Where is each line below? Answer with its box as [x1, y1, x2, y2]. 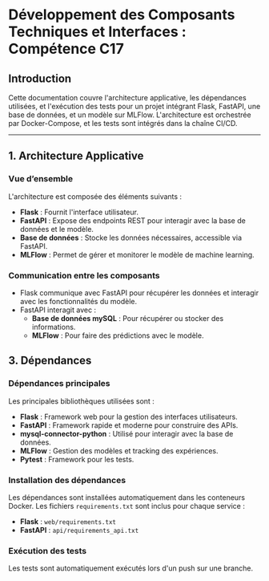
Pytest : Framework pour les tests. [19, 454, 134, 464]
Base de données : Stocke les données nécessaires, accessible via [19, 233, 243, 242]
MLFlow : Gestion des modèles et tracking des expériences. [19, 445, 219, 455]
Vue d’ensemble [8, 173, 74, 185]
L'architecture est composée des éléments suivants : [8, 191, 183, 201]
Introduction [8, 71, 72, 85]
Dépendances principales [8, 378, 110, 389]
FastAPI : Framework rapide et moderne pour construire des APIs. [19, 420, 239, 430]
